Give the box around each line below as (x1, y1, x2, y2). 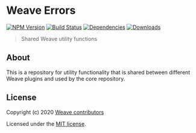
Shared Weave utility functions (21, 35, 98, 42)
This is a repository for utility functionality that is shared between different (6, 69, 191, 76)
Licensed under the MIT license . (6, 120, 86, 127)
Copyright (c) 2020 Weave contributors (6, 108, 104, 116)
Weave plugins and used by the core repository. (6, 75, 125, 82)
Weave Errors (6, 4, 76, 17)
